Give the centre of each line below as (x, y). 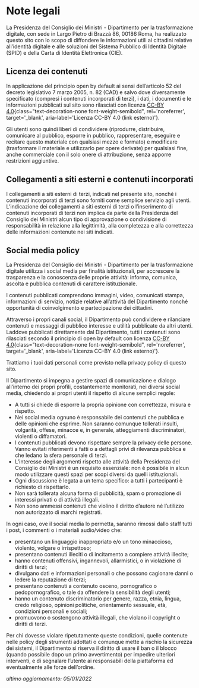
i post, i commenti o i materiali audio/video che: (64, 530)
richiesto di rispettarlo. (42, 487)
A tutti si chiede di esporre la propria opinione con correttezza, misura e (103, 405)
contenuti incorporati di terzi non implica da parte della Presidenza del (92, 213)
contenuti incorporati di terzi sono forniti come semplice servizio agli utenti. (99, 200)
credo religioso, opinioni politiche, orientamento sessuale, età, (91, 605)
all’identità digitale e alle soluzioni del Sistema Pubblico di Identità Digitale (97, 46)
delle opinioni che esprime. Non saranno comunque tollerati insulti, (97, 424)
